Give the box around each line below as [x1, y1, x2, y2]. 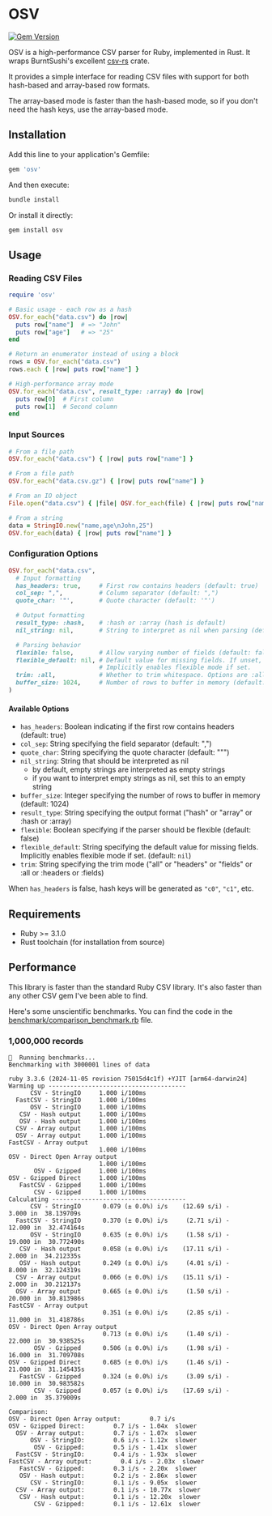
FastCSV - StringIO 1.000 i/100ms [15, 1097, 147, 1105]
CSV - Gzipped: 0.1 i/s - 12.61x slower [33, 1500, 201, 1509]
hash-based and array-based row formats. [8, 80, 151, 90]
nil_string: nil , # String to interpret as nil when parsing [15, 626, 249, 634]
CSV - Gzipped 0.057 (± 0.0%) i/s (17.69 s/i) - [33, 1386, 230, 1395]
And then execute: [8, 180, 70, 189]
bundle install [8, 195, 60, 203]
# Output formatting [15, 611, 85, 620]
